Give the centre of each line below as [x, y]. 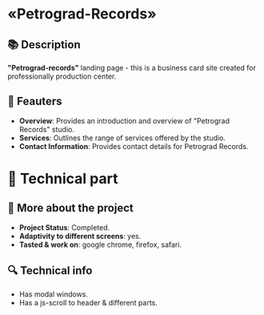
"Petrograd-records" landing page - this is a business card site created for [132, 68]
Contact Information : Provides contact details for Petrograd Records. [134, 146]
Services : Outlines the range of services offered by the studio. [122, 138]
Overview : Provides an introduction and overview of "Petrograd [124, 120]
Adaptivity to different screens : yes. [80, 236]
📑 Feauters [35, 101]
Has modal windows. [54, 294]
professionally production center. [62, 76]
